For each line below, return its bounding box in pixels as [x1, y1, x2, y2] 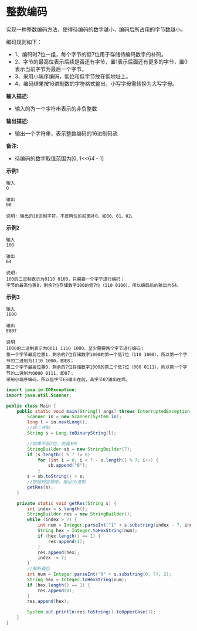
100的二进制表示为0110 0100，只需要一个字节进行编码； [6, 276, 125, 282]
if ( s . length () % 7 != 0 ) [27, 452, 91, 457]
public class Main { [6, 403, 57, 409]
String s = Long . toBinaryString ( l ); [27, 430, 117, 436]
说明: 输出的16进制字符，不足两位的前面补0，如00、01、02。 [6, 213, 136, 219]
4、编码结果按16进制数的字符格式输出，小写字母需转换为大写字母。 [14, 80, 178, 87]
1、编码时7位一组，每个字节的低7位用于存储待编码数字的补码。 [14, 50, 167, 57]
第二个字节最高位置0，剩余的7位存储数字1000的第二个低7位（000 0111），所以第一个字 [6, 364, 188, 370]
